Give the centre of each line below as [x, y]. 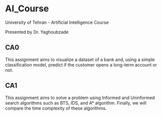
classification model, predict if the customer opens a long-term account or [81, 64]
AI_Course [27, 9]
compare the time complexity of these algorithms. [56, 108]
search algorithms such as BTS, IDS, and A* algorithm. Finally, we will [76, 103]
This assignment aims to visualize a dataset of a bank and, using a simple [80, 59]
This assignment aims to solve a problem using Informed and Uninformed [80, 98]
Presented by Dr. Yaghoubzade [37, 32]
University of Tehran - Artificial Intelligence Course [57, 22]
